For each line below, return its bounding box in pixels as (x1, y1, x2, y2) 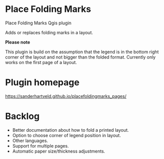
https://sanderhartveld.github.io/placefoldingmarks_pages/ (5, 93, 127, 99)
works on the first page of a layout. (5, 59, 77, 65)
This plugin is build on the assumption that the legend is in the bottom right (5, 49, 159, 55)
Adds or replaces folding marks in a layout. (5, 29, 93, 35)
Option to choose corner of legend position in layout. (12, 132, 121, 138)
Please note (5, 39, 30, 45)
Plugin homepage (5, 77, 80, 88)
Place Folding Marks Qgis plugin (5, 20, 72, 26)
